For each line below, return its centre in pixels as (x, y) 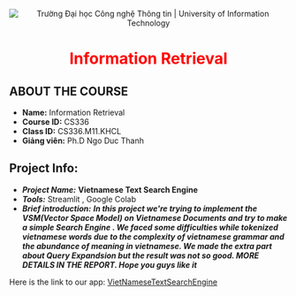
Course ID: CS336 (56, 122)
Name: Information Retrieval (73, 112)
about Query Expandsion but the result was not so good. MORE (140, 255)
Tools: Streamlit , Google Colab (79, 199)
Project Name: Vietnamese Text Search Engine (110, 189)
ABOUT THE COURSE (68, 91)
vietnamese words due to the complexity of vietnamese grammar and (153, 236)
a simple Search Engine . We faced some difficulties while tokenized (150, 227)
